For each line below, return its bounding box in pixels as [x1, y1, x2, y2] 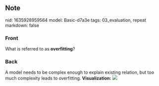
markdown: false [5, 22, 40, 28]
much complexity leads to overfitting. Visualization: [5, 75, 111, 81]
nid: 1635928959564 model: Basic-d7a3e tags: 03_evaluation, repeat [5, 17, 147, 23]
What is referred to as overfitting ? [5, 46, 75, 52]
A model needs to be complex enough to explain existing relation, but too [5, 69, 155, 76]
